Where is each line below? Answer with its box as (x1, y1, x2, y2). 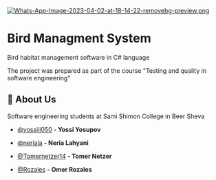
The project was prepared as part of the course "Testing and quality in (7, 66, 207, 75)
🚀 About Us (7, 93, 56, 106)
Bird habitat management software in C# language (7, 53, 150, 61)
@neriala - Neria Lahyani (17, 138, 89, 147)
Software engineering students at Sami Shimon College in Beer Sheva (7, 112, 205, 120)
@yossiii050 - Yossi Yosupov (17, 125, 101, 133)
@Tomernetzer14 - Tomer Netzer (17, 152, 112, 160)
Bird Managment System (7, 31, 151, 46)
